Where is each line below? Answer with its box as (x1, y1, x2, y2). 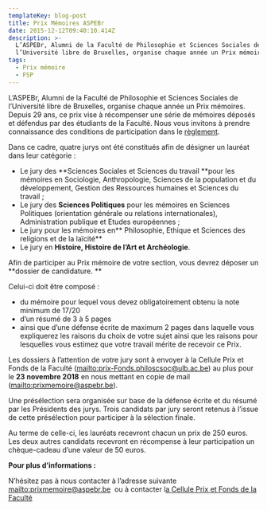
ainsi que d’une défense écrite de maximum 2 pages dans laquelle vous (19, 322, 254, 331)
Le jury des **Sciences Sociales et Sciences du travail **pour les (19, 166, 235, 175)
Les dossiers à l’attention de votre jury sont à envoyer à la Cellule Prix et (8, 355, 244, 364)
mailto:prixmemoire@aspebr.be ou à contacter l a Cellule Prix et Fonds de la (8, 484, 257, 494)
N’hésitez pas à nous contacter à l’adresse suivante (8, 476, 177, 485)
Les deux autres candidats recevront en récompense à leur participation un (8, 436, 255, 446)
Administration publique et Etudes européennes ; (19, 217, 180, 226)
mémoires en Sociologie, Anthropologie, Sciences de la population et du (19, 175, 257, 184)
